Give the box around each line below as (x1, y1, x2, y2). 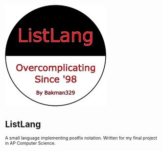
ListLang (5, 119, 41, 130)
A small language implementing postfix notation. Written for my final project (5, 135, 158, 141)
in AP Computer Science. (5, 140, 56, 146)
